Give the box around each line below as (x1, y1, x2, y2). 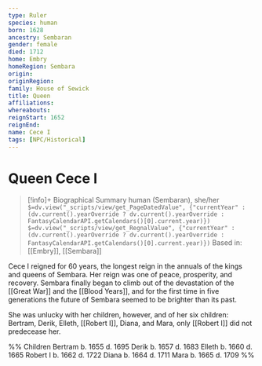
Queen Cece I (8, 170, 98, 187)
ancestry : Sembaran (8, 33, 72, 42)
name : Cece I (8, 128, 51, 136)
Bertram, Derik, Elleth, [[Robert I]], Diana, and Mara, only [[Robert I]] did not (8, 319, 253, 328)
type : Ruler (8, 11, 47, 20)
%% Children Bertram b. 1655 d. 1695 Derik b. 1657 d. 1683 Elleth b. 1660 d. (8, 342, 253, 352)
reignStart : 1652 (8, 114, 65, 122)
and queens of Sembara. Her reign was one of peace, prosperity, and (8, 270, 233, 280)
